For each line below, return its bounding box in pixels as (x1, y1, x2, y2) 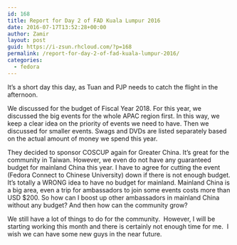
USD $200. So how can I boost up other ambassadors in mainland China (7, 193, 220, 202)
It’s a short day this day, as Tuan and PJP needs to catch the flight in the (7, 82, 218, 91)
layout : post (7, 37, 46, 44)
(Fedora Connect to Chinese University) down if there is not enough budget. (7, 170, 231, 179)
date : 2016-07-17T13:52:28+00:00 (7, 23, 107, 31)
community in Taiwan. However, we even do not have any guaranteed (7, 156, 211, 164)
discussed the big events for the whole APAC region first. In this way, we (7, 111, 220, 120)
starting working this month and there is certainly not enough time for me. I (7, 222, 229, 231)
